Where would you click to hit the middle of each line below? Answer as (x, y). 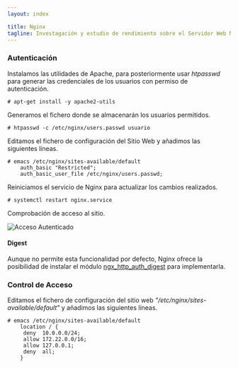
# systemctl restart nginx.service (60, 200)
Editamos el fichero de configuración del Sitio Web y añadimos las (104, 141)
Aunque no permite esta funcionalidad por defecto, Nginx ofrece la (105, 259)
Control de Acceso (40, 284)
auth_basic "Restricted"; (58, 167)
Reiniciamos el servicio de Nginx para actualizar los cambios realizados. (113, 187)
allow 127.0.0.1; (49, 346)
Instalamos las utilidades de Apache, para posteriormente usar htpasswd (114, 73)
